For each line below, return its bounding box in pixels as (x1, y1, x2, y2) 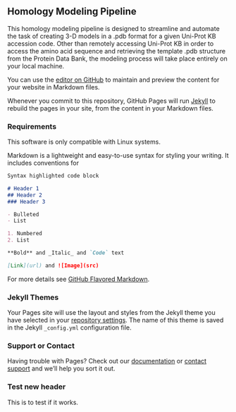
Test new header (7, 382, 66, 392)
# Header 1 (7, 185, 39, 192)
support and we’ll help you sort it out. (7, 364, 116, 373)
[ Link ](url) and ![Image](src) (7, 262, 99, 269)
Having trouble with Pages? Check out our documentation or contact (7, 357, 206, 366)
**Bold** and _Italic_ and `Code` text (7, 249, 125, 256)
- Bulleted (7, 211, 39, 218)
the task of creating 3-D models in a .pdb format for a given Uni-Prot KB (7, 32, 216, 40)
